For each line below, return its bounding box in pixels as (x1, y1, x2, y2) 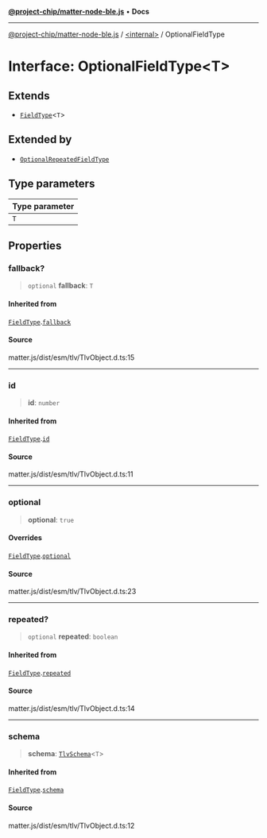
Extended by (8, 133, 72, 146)
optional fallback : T (27, 281, 94, 291)
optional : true (27, 515, 74, 524)
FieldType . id (8, 434, 50, 443)
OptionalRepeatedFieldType (19, 155, 110, 164)
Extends (8, 89, 50, 102)
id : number (27, 398, 60, 407)
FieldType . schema (8, 785, 64, 794)
